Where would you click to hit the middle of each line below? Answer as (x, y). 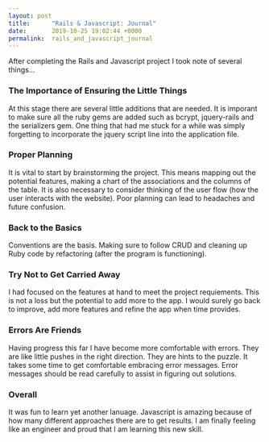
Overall (23, 394)
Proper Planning (41, 155)
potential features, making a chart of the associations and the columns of (130, 181)
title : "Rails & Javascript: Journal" (83, 23)
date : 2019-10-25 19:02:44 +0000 (75, 31)
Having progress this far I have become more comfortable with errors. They (134, 348)
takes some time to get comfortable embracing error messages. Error (124, 365)
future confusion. (37, 206)
